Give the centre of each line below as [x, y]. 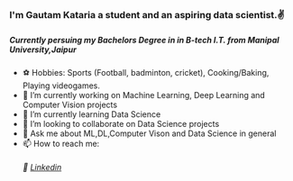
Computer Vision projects [70, 104]
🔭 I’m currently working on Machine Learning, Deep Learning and [144, 95]
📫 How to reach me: [61, 143]
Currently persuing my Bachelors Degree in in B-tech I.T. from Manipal [144, 40]
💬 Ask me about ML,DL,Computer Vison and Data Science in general [149, 133]
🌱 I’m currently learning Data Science [92, 114]
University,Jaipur [43, 50]
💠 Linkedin [42, 167]
